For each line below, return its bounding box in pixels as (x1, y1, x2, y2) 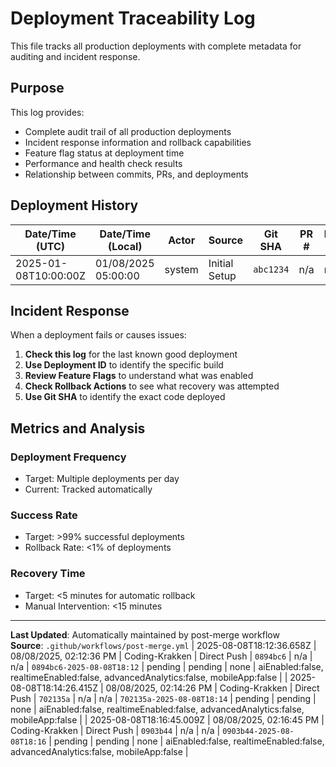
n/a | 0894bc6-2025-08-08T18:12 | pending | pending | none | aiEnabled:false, (10, 660, 324, 672)
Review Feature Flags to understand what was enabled (24, 370, 254, 382)
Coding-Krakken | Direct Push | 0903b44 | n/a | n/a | (10, 724, 221, 736)
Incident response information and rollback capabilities (24, 136, 252, 148)
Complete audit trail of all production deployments (24, 125, 232, 137)
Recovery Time (10, 567, 86, 581)
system (164, 262, 199, 276)
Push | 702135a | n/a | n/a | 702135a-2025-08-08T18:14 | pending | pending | (10, 692, 317, 704)
